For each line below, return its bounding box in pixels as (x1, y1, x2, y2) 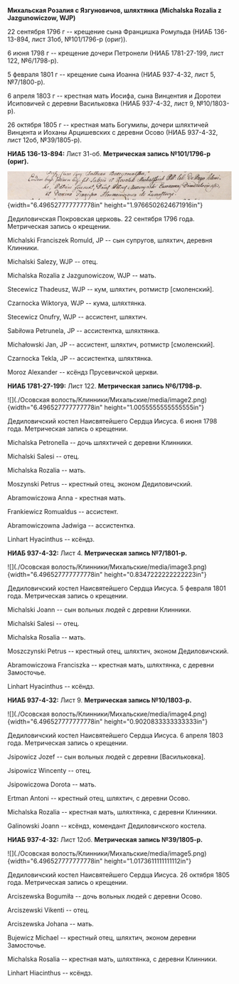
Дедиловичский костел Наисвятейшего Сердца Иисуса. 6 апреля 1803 (7, 731, 224, 740)
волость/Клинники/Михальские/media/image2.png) (51, 396, 208, 404)
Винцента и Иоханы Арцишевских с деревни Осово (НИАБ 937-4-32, (7, 128, 218, 136)
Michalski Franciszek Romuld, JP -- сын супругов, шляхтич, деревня (7, 236, 213, 245)
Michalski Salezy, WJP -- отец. (7, 257, 98, 266)
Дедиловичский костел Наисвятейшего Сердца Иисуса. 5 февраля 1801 (7, 584, 226, 593)
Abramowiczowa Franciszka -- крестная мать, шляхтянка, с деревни (7, 661, 215, 670)
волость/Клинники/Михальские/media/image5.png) (51, 849, 207, 858)
